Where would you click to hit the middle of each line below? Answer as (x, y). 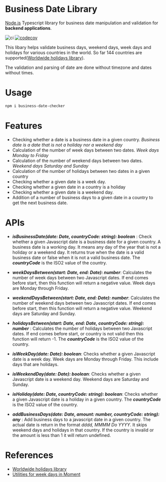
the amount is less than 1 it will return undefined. (62, 435)
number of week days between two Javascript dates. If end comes (80, 277)
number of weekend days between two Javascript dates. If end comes (84, 303)
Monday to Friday (30, 155)
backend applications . (28, 28)
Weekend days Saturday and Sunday (50, 166)
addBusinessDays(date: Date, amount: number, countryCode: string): (86, 414)
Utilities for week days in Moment (46, 474)
